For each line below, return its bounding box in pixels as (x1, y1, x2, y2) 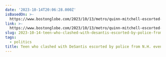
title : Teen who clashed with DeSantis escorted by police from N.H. (5, 44, 152, 49)
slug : (5, 30, 16, 35)
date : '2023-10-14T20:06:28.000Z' (5, 7, 77, 12)
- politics (9, 40, 32, 45)
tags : (5, 35, 16, 40)
